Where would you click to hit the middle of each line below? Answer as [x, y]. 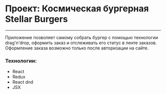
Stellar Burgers [37, 19]
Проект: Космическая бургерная [77, 9]
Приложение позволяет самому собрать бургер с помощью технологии [82, 37]
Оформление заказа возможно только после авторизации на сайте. [77, 48]
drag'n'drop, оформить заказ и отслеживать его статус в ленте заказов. [81, 43]
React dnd [23, 82]
